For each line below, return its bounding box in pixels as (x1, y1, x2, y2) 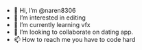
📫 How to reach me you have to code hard (13, 36, 136, 43)
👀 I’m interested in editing (13, 14, 86, 22)
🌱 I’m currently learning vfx (13, 21, 91, 28)
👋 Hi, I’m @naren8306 (13, 7, 76, 14)
